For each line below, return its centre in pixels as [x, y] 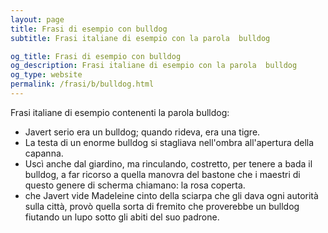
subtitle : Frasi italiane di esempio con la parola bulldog [140, 38]
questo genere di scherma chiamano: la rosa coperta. [135, 185]
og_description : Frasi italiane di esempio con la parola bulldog [154, 66]
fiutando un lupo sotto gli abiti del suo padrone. [122, 217]
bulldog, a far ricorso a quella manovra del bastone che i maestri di [162, 174]
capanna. [44, 153]
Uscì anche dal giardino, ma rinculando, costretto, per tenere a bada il [168, 163]
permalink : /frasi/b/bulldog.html [82, 84]
